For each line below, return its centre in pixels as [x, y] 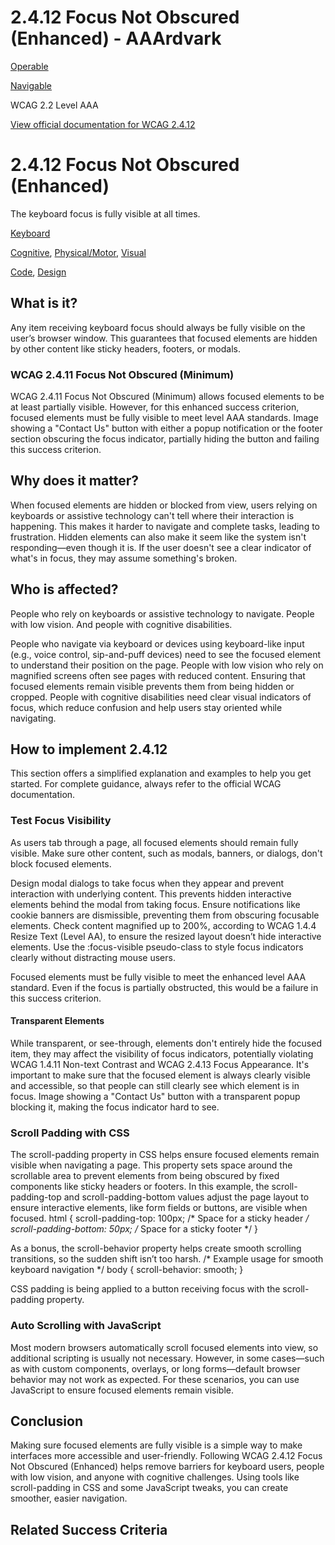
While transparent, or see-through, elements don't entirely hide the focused [166, 1043]
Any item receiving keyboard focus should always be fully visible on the [158, 327]
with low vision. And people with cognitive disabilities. [121, 624]
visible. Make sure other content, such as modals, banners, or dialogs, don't [166, 853]
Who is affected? [64, 589]
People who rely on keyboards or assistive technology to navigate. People [162, 613]
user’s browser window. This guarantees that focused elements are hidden [164, 338]
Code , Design [38, 272]
